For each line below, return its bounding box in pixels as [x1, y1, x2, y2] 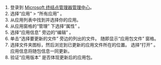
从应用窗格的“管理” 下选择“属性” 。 [10, 23, 83, 29]
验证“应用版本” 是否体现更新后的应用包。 [10, 54, 95, 60]
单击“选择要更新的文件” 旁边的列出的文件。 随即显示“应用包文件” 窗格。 [10, 35, 159, 41]
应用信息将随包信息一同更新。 [10, 48, 72, 54]
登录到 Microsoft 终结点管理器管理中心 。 [10, 4, 95, 10]
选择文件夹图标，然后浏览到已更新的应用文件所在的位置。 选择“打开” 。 [10, 42, 158, 47]
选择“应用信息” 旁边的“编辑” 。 [10, 29, 74, 35]
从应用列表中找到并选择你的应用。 [10, 17, 81, 22]
